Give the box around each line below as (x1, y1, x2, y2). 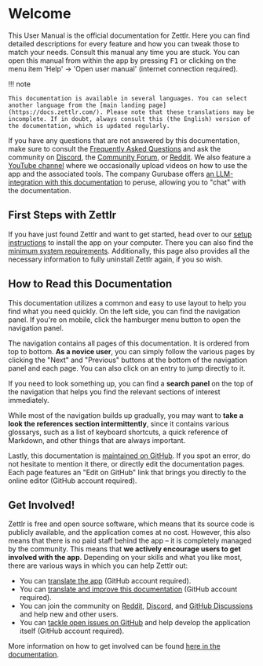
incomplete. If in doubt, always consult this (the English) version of (8, 115, 251, 123)
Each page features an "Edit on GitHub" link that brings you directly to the (8, 467, 247, 477)
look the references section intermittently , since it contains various (8, 419, 229, 428)
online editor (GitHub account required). (8, 476, 137, 485)
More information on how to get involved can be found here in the (8, 642, 221, 651)
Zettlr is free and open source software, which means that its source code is (8, 519, 255, 529)
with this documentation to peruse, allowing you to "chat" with (44, 177, 246, 187)
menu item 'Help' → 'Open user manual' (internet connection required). (8, 64, 238, 73)
